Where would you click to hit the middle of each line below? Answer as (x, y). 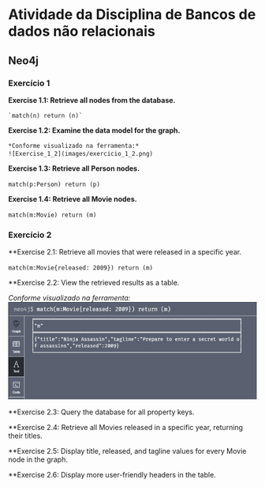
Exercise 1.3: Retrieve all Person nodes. (74, 168)
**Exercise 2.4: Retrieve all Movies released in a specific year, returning (125, 427)
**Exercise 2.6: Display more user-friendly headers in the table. (112, 474)
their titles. (26, 436)
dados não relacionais (82, 31)
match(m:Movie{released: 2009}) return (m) (81, 268)
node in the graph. (38, 459)
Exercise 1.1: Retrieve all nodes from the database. (92, 100)
